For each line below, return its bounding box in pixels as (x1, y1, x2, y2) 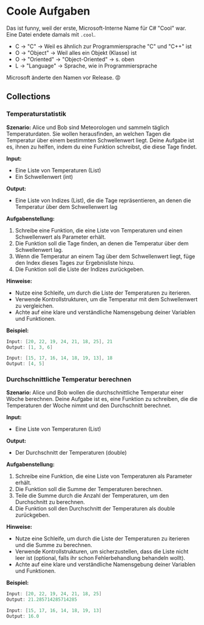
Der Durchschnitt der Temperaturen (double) (15, 449, 127, 456)
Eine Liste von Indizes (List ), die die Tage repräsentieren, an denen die (15, 197, 191, 204)
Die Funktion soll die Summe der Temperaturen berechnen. (15, 486, 163, 493)
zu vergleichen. (15, 302, 54, 309)
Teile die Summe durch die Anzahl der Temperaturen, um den (15, 492, 169, 500)
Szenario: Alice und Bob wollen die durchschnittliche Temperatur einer (6, 389, 184, 396)
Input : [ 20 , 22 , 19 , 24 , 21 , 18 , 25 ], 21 (6, 338, 113, 344)
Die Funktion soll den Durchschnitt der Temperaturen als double (15, 505, 175, 512)
